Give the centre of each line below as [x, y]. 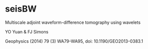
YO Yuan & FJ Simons [27, 32]
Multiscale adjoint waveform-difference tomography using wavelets [73, 22]
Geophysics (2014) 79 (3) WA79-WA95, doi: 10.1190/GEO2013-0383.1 [74, 41]
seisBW [21, 9]
